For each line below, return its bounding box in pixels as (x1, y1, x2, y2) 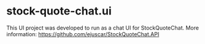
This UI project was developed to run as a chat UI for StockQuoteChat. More (6, 24, 199, 31)
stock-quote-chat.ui (6, 4, 112, 18)
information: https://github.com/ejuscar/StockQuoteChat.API (6, 30, 160, 37)
